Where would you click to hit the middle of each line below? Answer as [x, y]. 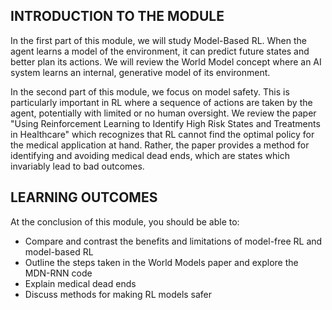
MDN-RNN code [58, 273]
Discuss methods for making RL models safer [118, 294]
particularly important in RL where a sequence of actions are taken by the [161, 102]
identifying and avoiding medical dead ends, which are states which [150, 155]
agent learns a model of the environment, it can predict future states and [160, 51]
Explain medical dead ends [80, 283]
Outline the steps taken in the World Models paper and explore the [161, 262]
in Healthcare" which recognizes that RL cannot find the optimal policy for [162, 134]
